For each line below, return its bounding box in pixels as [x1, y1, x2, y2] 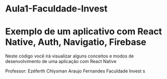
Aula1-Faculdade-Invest [5, 3, 108, 14]
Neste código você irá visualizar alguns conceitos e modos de [5, 53, 134, 59]
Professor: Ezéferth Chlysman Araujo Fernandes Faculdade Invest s [5, 68, 145, 74]
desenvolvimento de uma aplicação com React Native [5, 58, 117, 64]
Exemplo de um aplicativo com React [5, 26, 162, 37]
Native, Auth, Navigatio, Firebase [5, 36, 147, 48]
